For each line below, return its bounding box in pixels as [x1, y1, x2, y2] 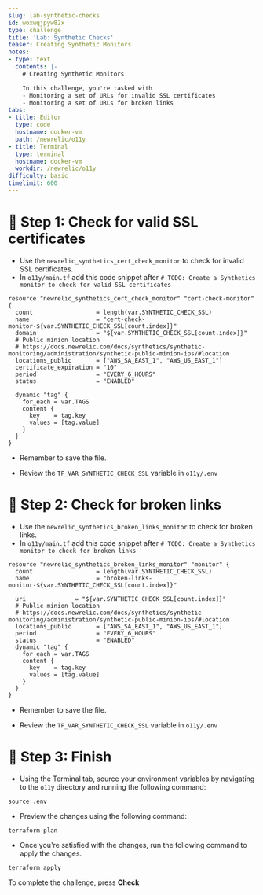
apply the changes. [19, 849, 82, 858]
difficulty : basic [8, 172, 68, 180]
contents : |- [15, 63, 58, 71]
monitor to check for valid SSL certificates [19, 281, 171, 289]
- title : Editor [8, 113, 61, 122]
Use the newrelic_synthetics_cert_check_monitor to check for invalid [19, 256, 245, 265]
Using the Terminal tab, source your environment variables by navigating [19, 774, 255, 783]
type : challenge [8, 26, 61, 34]
